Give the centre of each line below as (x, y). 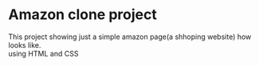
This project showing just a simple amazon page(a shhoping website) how (130, 37)
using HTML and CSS (43, 53)
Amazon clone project (82, 15)
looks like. (25, 45)
